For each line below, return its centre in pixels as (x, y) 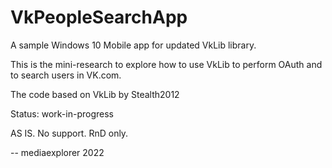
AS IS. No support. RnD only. (69, 133)
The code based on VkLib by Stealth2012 (95, 94)
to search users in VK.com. (66, 75)
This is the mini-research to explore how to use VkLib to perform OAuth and (166, 64)
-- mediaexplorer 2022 (57, 152)
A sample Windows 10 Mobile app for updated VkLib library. (133, 45)
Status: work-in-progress (62, 113)
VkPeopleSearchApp (99, 17)
